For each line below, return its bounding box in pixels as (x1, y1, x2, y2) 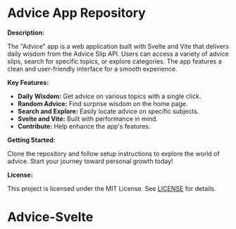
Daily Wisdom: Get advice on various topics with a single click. (17, 92, 201, 100)
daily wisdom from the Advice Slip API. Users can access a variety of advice (7, 49, 229, 58)
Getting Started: (7, 136, 56, 144)
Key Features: (7, 78, 49, 86)
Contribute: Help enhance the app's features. (17, 122, 151, 130)
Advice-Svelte (7, 209, 94, 225)
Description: (7, 28, 44, 37)
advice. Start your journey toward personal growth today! (7, 157, 174, 165)
